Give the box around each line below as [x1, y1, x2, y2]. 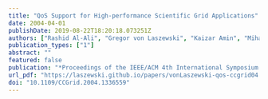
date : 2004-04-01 [8, 19, 66, 27]
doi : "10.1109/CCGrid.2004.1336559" [8, 78, 130, 86]
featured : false [8, 57, 62, 65]
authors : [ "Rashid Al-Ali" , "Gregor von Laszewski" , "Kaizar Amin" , [8, 34, 241, 42]
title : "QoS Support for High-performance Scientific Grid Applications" [8, 11, 259, 20]
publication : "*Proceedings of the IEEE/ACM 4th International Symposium [8, 64, 259, 72]
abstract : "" [8, 49, 52, 57]
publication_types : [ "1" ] [8, 42, 94, 49]
